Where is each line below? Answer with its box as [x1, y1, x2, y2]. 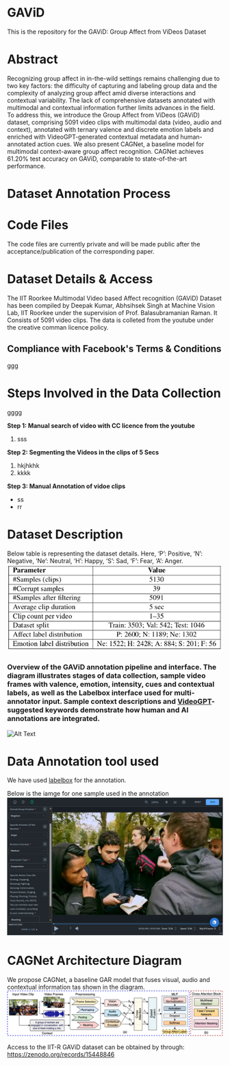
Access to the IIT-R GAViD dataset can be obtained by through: [7, 1042, 185, 1051]
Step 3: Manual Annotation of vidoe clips [7, 482, 126, 490]
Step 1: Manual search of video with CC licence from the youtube [7, 421, 195, 430]
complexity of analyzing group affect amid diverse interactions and [7, 89, 196, 97]
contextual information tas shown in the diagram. [7, 983, 145, 991]
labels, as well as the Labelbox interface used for [7, 688, 173, 698]
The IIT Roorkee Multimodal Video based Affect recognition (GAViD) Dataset [7, 294, 222, 302]
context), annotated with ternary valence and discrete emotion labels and [7, 125, 214, 133]
